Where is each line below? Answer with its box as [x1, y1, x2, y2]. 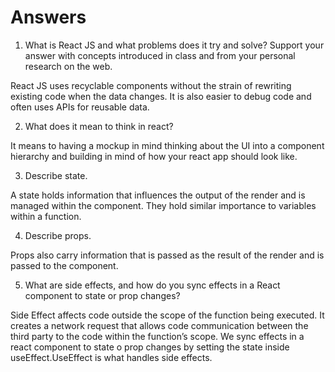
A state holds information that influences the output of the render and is [10, 189, 306, 201]
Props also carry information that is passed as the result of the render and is [10, 249, 325, 261]
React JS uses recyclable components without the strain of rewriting [10, 79, 292, 91]
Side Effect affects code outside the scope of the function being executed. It [10, 309, 325, 321]
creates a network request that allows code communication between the [10, 319, 309, 331]
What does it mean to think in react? [24, 120, 174, 132]
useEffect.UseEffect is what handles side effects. [10, 351, 213, 363]
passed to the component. [10, 259, 119, 271]
